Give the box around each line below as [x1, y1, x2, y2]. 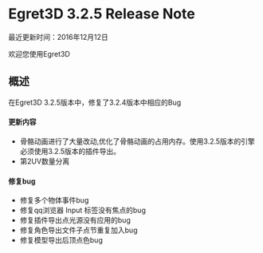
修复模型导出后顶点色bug [19, 235, 104, 245]
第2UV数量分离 [19, 156, 70, 166]
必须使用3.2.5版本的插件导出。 [19, 146, 121, 156]
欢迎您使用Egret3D [8, 49, 70, 58]
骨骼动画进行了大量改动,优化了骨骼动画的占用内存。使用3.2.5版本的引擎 [19, 136, 255, 146]
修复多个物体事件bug [19, 196, 89, 205]
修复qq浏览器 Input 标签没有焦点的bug [19, 205, 146, 215]
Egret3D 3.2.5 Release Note [8, 5, 195, 23]
